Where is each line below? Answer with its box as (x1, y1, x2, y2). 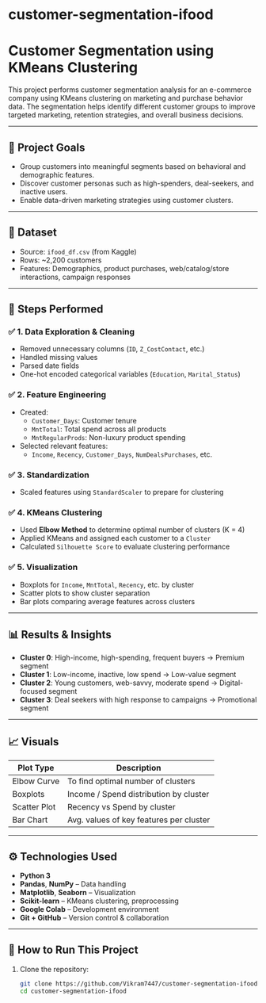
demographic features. (19, 170, 95, 179)
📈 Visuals (8, 735, 59, 748)
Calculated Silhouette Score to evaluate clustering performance (19, 542, 230, 552)
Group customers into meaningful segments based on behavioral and (19, 161, 246, 171)
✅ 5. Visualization (8, 561, 78, 572)
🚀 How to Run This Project (8, 944, 139, 957)
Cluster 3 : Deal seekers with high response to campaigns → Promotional (19, 695, 257, 705)
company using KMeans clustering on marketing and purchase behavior (8, 94, 244, 103)
